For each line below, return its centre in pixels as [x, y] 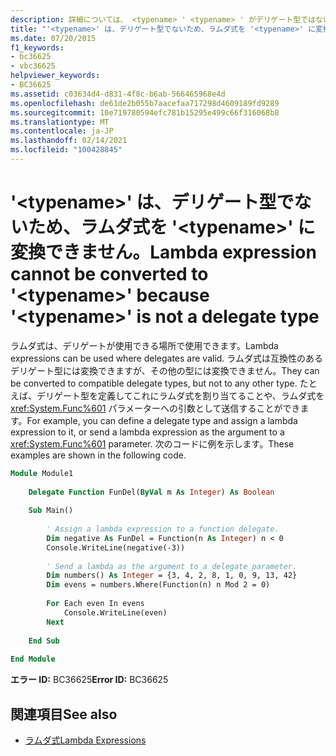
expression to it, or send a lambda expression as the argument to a [147, 432]
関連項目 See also [64, 714]
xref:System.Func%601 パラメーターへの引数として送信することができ [155, 408]
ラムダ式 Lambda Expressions [85, 740]
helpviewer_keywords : [55, 76]
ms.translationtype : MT [60, 122]
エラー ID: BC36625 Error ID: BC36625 [89, 680]
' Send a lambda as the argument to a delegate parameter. [172, 566]
